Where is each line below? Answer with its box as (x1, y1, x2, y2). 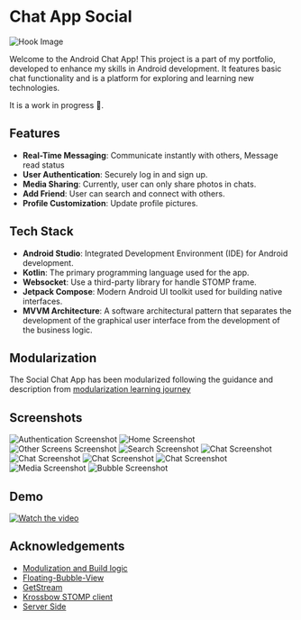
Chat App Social (9, 6, 132, 27)
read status (22, 160, 65, 170)
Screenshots (9, 410, 83, 425)
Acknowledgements (9, 539, 125, 554)
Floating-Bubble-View (22, 572, 105, 583)
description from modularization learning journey (9, 384, 191, 395)
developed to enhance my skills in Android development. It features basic (9, 63, 282, 74)
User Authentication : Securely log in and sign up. (22, 169, 208, 179)
